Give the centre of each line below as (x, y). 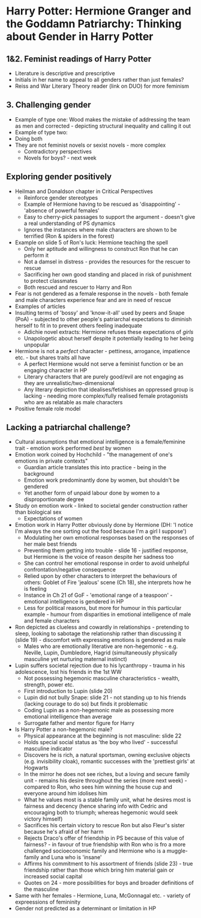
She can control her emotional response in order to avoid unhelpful (106, 563)
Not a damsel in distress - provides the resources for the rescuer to (107, 261)
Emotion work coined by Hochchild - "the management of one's (94, 455)
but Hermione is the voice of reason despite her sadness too (99, 557)
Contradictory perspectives (58, 151)
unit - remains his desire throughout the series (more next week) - (105, 781)
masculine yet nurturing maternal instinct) (75, 659)
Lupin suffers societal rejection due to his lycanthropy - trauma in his (100, 665)
